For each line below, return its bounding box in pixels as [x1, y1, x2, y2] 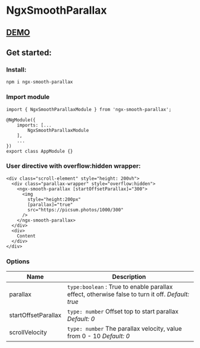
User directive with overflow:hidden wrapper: [6, 162, 141, 170]
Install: [6, 65, 27, 73]
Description [112, 273, 146, 281]
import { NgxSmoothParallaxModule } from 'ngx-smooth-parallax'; [6, 106, 171, 112]
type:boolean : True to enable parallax [67, 283, 173, 291]
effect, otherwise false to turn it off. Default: [67, 290, 189, 298]
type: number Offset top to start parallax [67, 307, 179, 316]
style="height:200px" [27, 196, 82, 202]
